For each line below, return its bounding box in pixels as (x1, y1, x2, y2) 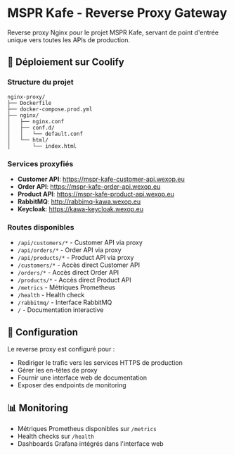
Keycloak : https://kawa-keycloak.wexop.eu (17, 204, 144, 213)
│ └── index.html (7, 142, 77, 149)
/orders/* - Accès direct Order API (17, 268, 119, 277)
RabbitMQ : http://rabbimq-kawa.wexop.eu (17, 197, 141, 206)
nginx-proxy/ (7, 93, 46, 100)
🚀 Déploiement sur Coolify (7, 56, 124, 68)
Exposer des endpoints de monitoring (17, 381, 126, 389)
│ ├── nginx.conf (7, 118, 65, 125)
